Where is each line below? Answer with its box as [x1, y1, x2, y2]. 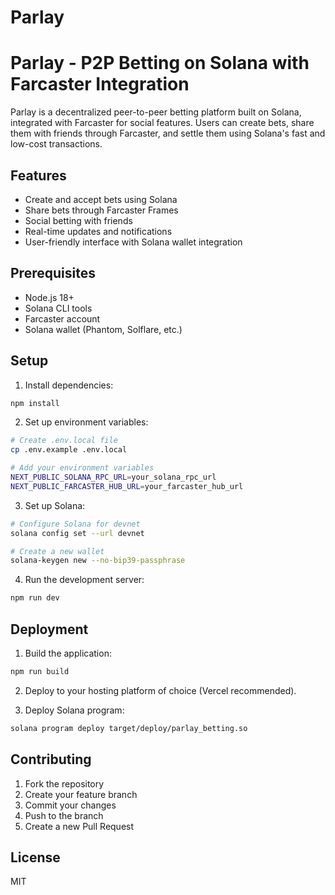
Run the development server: [24, 574, 145, 586]
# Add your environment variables [10, 463, 155, 473]
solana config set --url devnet [10, 528, 145, 538]
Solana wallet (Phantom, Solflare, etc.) [24, 323, 183, 335]
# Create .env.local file [10, 436, 118, 446]
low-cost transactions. [10, 138, 103, 150]
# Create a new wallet [10, 546, 105, 556]
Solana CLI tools [24, 302, 93, 314]
